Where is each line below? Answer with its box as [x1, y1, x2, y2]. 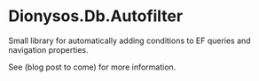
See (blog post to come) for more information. [8, 62, 177, 72]
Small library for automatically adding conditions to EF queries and [8, 35, 251, 46]
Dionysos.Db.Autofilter [8, 6, 184, 26]
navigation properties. [8, 44, 89, 55]
